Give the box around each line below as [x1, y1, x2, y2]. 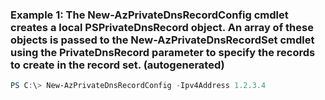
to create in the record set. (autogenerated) [10, 58, 225, 72]
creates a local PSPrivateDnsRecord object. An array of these [10, 20, 314, 34]
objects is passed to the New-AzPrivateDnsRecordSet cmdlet [10, 33, 315, 47]
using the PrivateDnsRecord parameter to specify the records [10, 45, 316, 59]
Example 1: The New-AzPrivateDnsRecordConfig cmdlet [10, 8, 289, 22]
